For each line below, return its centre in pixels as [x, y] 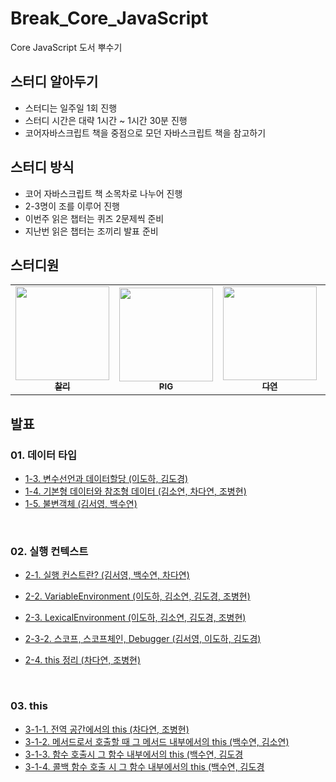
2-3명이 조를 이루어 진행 [72, 206]
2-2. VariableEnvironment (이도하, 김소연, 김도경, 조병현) [137, 596]
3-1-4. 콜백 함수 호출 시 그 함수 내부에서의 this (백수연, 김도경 [144, 766]
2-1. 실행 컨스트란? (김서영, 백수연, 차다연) [107, 575]
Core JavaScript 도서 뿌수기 [66, 47]
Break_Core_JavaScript [109, 18]
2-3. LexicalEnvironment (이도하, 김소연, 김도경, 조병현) [135, 618]
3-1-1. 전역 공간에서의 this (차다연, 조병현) [107, 729]
